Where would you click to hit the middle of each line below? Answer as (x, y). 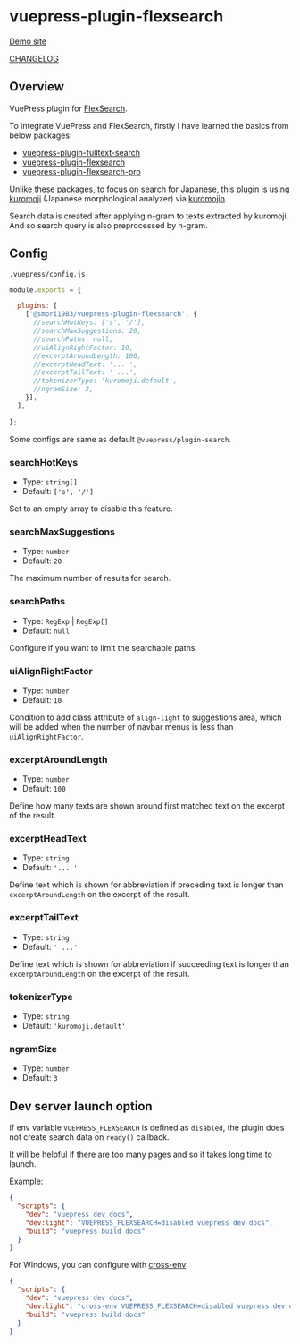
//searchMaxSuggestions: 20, (87, 331)
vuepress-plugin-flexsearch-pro (81, 171)
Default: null (46, 630)
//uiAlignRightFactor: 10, (83, 347)
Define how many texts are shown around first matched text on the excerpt (147, 806)
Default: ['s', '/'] (58, 491)
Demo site (28, 41)
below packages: (41, 135)
